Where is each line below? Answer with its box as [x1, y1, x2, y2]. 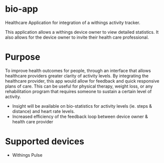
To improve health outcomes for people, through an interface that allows [5, 68, 151, 73]
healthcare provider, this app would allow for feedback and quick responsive [5, 78, 160, 84]
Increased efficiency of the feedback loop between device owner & [12, 114, 148, 119]
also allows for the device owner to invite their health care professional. [5, 34, 149, 40]
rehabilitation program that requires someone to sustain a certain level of [5, 88, 152, 94]
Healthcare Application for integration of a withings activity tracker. [5, 20, 141, 25]
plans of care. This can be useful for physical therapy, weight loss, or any [5, 83, 153, 89]
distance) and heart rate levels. [12, 108, 75, 114]
